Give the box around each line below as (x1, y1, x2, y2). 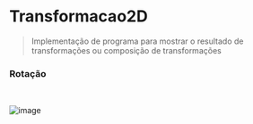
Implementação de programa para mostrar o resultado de (31, 36, 244, 46)
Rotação (9, 67, 47, 79)
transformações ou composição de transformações (31, 45, 222, 55)
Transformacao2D (9, 6, 148, 27)
